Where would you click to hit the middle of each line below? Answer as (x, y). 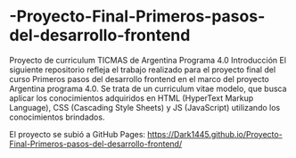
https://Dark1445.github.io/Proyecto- (214, 134)
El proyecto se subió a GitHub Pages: (77, 134)
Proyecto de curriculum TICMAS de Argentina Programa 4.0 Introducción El (148, 60)
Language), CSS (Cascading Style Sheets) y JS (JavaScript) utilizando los (145, 107)
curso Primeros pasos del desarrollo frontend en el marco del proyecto (139, 79)
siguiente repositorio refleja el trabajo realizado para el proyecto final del (143, 70)
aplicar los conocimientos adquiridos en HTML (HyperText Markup (132, 98)
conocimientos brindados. (57, 117)
